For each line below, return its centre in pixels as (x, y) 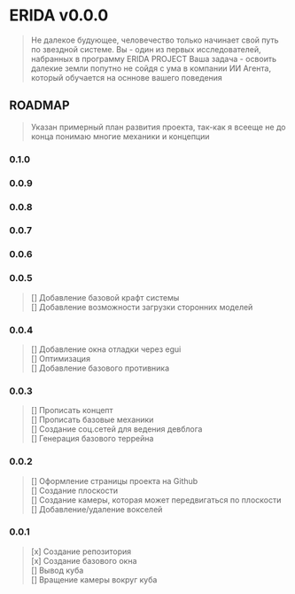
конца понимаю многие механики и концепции (120, 136)
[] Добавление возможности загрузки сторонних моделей (142, 307)
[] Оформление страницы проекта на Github (114, 481)
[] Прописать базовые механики (92, 420)
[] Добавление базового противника (100, 368)
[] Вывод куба (57, 570)
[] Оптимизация (61, 358)
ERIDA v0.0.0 (59, 16)
